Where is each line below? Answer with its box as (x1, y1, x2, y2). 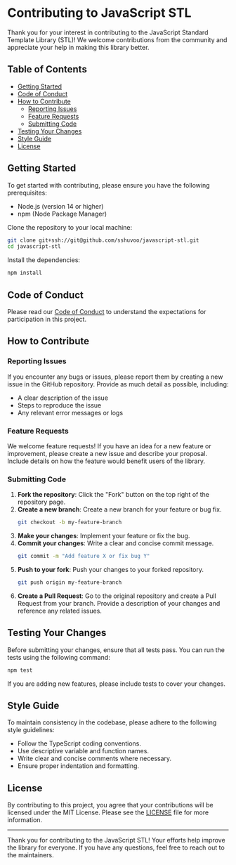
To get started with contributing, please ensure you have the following (7, 181, 210, 189)
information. (7, 816, 43, 824)
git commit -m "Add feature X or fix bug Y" (17, 553, 150, 560)
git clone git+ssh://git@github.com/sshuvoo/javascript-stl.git (7, 237, 199, 244)
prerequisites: (7, 188, 48, 197)
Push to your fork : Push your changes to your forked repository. (17, 566, 204, 574)
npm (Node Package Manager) (17, 209, 107, 218)
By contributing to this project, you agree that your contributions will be (7, 801, 214, 809)
